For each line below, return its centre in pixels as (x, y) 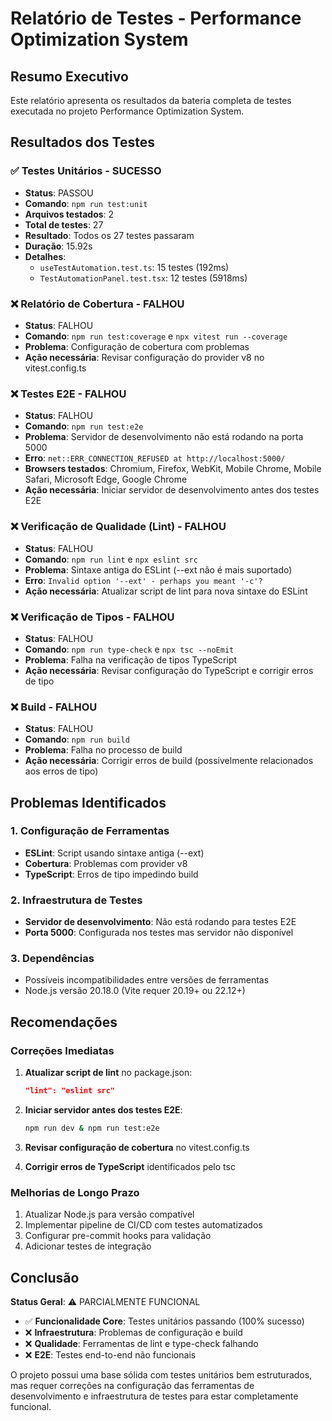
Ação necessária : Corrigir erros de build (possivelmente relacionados (169, 761)
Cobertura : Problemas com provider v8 (106, 863)
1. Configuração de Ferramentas (90, 831)
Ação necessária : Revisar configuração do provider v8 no (144, 357)
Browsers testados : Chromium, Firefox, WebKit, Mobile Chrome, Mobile (173, 469)
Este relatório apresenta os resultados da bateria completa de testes (151, 100)
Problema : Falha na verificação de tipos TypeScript (131, 659)
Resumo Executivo (69, 76)
